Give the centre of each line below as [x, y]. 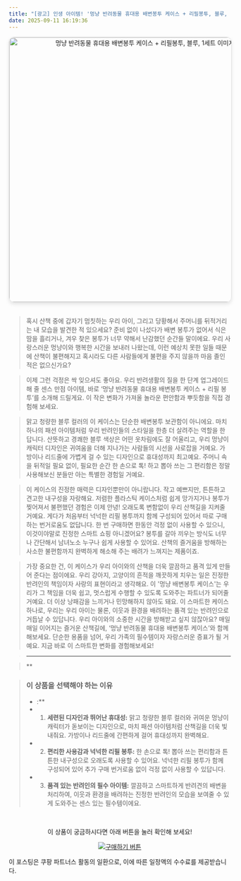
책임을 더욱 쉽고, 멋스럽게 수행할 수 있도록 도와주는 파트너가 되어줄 [138, 592]
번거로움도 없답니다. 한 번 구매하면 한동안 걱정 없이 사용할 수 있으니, [132, 525]
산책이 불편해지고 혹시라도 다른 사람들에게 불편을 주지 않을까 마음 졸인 [129, 356]
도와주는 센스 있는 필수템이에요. [98, 803]
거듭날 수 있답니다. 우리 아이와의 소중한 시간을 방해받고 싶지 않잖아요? [122, 619]
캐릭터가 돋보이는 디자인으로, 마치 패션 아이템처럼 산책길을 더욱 [134, 726]
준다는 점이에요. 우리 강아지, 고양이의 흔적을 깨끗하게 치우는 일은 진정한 [131, 575]
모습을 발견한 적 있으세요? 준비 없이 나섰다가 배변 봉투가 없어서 [127, 330]
